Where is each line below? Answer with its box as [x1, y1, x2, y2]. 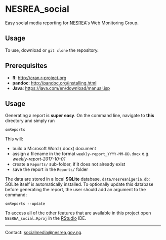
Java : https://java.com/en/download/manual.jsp [12, 85, 110, 91]
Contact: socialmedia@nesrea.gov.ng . [5, 230, 83, 236]
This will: [5, 136, 23, 142]
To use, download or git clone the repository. [5, 47, 99, 53]
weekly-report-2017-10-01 [12, 156, 66, 162]
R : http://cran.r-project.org [12, 75, 67, 80]
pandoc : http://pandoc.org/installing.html [12, 80, 97, 86]
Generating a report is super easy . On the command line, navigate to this [5, 113, 155, 119]
